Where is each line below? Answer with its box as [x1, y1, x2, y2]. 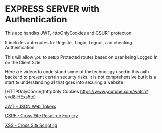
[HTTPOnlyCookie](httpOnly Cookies [5, 89, 79, 94]
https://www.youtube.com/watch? [80, 89, 148, 94]
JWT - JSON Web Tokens [5, 103, 57, 109]
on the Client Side [5, 59, 41, 65]
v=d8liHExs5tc [5, 94, 35, 100]
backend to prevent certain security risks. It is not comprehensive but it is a [5, 74, 156, 80]
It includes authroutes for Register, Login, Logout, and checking [5, 39, 132, 45]
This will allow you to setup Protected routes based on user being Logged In [5, 54, 158, 60]
